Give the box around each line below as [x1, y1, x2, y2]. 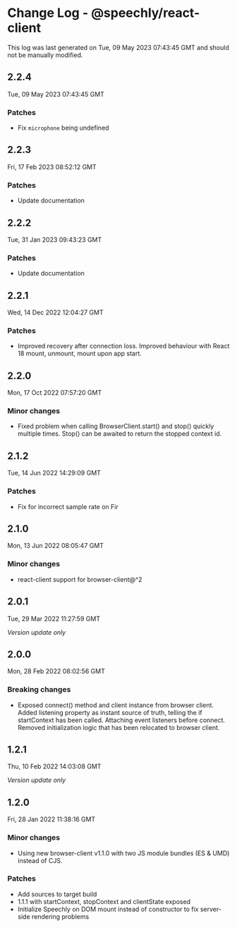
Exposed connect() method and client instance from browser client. [17, 700, 214, 709]
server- [200, 905, 222, 913]
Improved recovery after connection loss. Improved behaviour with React [17, 342, 230, 350]
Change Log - [7, 5, 89, 21]
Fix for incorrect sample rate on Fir [17, 502, 119, 511]
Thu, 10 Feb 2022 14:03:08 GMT [7, 762, 102, 771]
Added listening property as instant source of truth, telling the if [17, 708, 202, 716]
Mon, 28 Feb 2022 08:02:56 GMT [7, 667, 106, 676]
